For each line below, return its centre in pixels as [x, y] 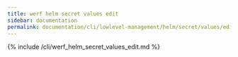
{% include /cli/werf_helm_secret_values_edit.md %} [84, 47]
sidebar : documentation [42, 20]
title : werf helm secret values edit [63, 14]
